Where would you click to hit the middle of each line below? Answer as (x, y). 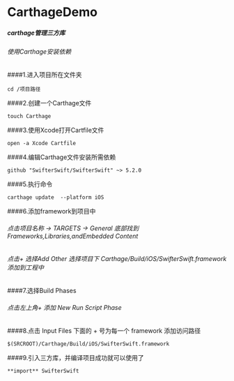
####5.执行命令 (30, 184)
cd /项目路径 (24, 89)
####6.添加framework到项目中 (52, 211)
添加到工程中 (25, 267)
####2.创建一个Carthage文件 (49, 103)
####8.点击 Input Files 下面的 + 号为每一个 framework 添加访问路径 (104, 330)
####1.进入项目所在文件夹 (45, 75)
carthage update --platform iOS (56, 197)
